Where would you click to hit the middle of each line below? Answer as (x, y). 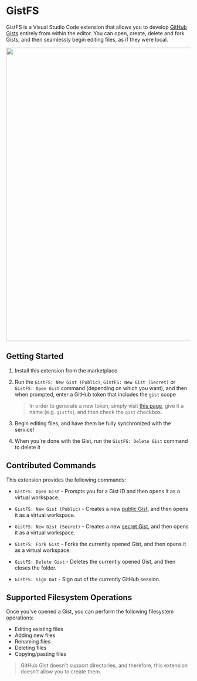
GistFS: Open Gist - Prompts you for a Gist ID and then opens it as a (97, 491)
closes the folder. (35, 568)
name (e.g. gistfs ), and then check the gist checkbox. (96, 412)
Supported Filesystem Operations (69, 597)
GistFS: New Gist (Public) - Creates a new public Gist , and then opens (101, 509)
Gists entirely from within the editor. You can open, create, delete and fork (95, 33)
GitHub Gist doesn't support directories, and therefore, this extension (104, 665)
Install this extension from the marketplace (66, 370)
